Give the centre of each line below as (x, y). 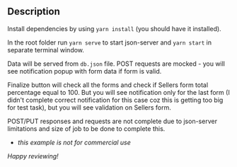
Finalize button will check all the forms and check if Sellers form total (108, 85)
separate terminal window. (46, 50)
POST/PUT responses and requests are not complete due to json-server (112, 121)
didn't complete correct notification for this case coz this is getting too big (115, 100)
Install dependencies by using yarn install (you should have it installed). (114, 28)
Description (34, 12)
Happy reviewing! (33, 156)
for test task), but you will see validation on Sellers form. (89, 107)
